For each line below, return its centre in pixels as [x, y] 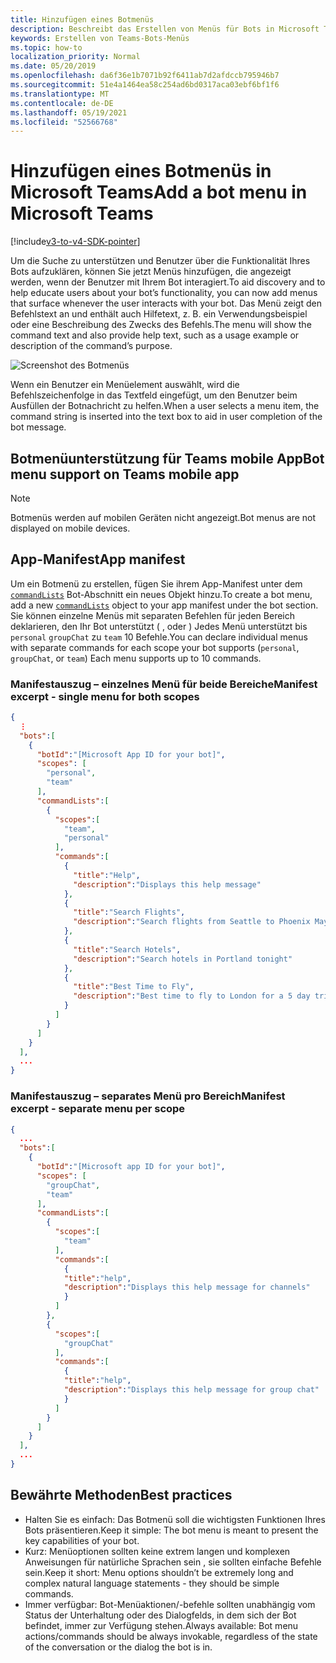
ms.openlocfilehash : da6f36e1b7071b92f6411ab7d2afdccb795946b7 [145, 76]
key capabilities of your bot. [82, 1540]
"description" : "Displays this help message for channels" [187, 1287]
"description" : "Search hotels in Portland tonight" [183, 959]
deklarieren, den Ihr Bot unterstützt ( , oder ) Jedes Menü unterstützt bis [159, 626]
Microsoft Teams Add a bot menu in [159, 192]
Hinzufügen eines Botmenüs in [141, 171]
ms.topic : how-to [46, 47]
